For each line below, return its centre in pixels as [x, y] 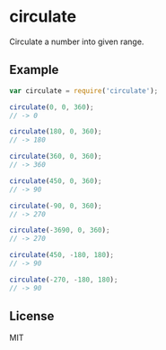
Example [34, 70]
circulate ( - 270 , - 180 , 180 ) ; [64, 280]
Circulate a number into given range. [77, 41]
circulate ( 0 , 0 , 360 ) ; [52, 107]
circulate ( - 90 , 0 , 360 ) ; [56, 206]
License [32, 316]
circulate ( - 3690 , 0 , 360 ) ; [60, 230]
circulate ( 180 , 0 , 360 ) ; [56, 132]
